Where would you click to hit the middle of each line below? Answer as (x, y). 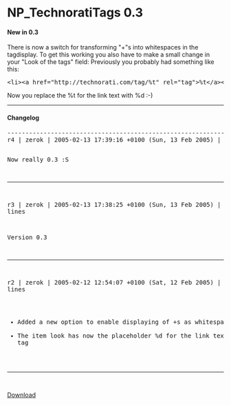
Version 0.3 (27, 237)
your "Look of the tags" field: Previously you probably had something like (111, 62)
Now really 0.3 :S (38, 159)
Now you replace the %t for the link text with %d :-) (80, 96)
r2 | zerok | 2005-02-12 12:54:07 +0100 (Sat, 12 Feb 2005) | (114, 282)
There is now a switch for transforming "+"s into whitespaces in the (103, 47)
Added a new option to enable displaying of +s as (104, 322)
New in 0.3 (23, 32)
